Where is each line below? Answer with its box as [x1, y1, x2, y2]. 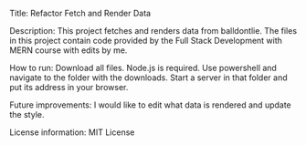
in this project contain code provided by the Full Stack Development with [9, 36, 283, 46]
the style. [9, 109, 45, 119]
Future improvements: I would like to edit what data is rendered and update [9, 99, 292, 110]
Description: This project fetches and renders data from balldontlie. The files [9, 26, 298, 36]
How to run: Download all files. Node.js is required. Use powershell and [9, 63, 277, 73]
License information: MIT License [9, 127, 135, 138]
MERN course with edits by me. [9, 45, 128, 56]
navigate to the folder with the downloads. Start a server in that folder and [9, 72, 288, 83]
